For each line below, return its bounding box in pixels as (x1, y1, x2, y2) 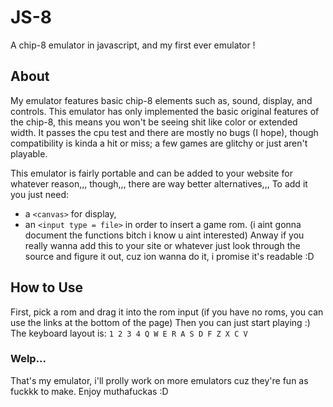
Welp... (10, 352, 47, 366)
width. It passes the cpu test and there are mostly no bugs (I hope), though (10, 126, 319, 138)
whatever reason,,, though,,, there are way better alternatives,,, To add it (10, 177, 308, 190)
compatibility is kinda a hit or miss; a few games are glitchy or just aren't (10, 137, 308, 149)
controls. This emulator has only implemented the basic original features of (10, 105, 320, 117)
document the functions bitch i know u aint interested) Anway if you (24, 229, 305, 241)
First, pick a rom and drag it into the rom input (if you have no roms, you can (10, 306, 324, 318)
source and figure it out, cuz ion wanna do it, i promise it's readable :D (24, 250, 315, 262)
